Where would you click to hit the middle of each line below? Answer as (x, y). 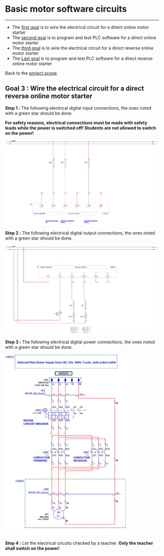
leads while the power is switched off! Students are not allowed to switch (81, 128)
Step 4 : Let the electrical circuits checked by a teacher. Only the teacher (79, 543)
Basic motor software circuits (66, 9)
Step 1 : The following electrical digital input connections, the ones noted (78, 108)
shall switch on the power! (32, 548)
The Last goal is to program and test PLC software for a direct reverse (82, 58)
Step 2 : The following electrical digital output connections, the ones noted (80, 233)
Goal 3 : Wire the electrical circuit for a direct (74, 88)
